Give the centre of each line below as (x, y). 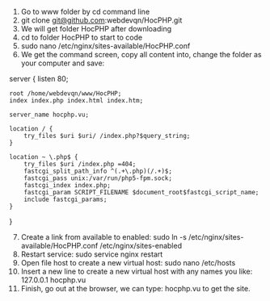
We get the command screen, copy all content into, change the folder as (141, 54)
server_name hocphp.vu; (49, 115)
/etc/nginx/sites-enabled (141, 246)
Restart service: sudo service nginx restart (92, 254)
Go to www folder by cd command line (85, 12)
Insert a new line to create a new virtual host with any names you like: (137, 271)
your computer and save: (63, 63)
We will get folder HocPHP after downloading (96, 29)
